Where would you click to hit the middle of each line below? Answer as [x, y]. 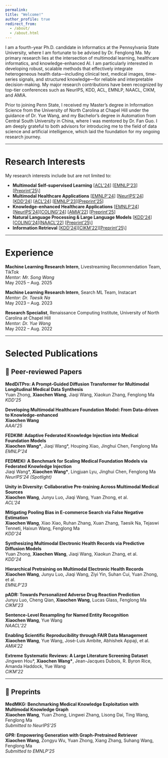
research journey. [23, 137]
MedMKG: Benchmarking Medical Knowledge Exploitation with [72, 704]
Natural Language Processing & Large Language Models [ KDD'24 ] [82, 217]
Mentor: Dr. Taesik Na [28, 297]
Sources [14, 492]
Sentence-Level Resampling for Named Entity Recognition [67, 615]
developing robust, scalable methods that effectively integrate [69, 69]
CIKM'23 [14, 605]
